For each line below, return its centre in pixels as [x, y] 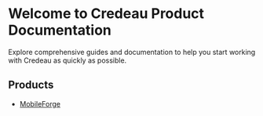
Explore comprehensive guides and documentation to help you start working [132, 52]
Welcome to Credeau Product [106, 14]
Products [31, 85]
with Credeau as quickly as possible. [68, 60]
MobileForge [40, 103]
